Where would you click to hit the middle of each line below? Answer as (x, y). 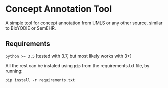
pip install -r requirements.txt (40, 80)
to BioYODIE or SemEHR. (31, 28)
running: (14, 71)
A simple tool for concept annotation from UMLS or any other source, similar (84, 23)
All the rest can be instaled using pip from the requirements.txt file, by (77, 65)
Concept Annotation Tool (59, 9)
